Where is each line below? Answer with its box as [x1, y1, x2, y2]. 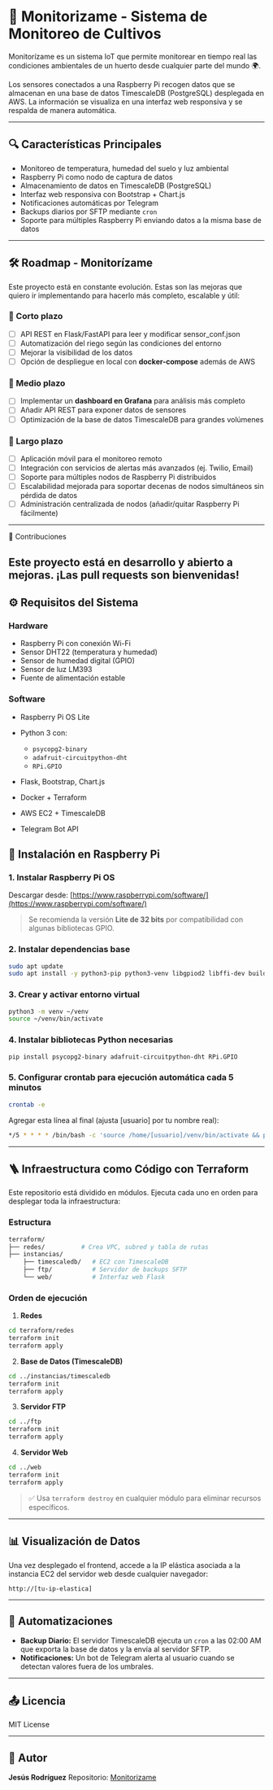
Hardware [8, 620, 49, 631]
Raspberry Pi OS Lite [19, 712, 90, 722]
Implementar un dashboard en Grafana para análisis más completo [19, 396, 245, 406]
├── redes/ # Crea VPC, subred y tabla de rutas [8, 1242, 209, 1251]
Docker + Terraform [19, 792, 87, 802]
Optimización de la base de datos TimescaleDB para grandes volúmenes [19, 414, 264, 424]
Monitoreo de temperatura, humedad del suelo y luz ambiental [19, 163, 229, 173]
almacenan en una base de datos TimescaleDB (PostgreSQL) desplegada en [8, 88, 265, 98]
